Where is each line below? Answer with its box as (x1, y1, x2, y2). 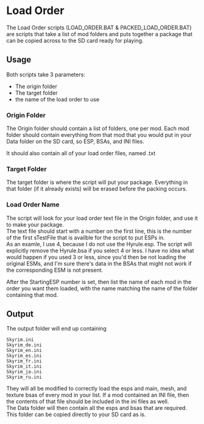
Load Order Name (6, 200, 60, 209)
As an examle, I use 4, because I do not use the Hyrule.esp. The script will (6, 240, 192, 247)
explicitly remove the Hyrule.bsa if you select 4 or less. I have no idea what (6, 247, 194, 254)
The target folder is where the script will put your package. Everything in (6, 178, 188, 186)
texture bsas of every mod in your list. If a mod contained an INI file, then (6, 392, 189, 399)
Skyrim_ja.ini (6, 369, 43, 375)
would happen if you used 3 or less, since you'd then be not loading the (6, 253, 186, 260)
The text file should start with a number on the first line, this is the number (6, 227, 192, 235)
